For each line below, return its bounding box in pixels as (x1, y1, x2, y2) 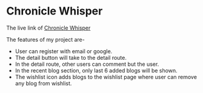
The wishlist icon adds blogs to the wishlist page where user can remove (15, 73, 197, 80)
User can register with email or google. (15, 47, 113, 55)
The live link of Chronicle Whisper (6, 24, 91, 31)
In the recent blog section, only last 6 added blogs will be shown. (15, 66, 178, 74)
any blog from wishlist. (15, 80, 72, 87)
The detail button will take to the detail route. (15, 54, 127, 61)
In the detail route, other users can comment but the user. (15, 60, 159, 68)
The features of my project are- (6, 36, 85, 43)
